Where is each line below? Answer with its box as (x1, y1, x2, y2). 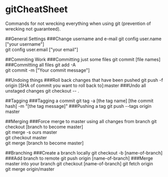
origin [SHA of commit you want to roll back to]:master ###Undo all (5, 82, 146, 88)
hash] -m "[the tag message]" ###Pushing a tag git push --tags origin (5, 103, 152, 109)
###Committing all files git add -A (5, 62, 76, 68)
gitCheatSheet (5, 4, 68, 15)
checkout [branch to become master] (5, 124, 84, 130)
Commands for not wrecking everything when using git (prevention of (5, 20, 151, 26)
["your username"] (5, 41, 45, 47)
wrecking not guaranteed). (5, 25, 61, 32)
